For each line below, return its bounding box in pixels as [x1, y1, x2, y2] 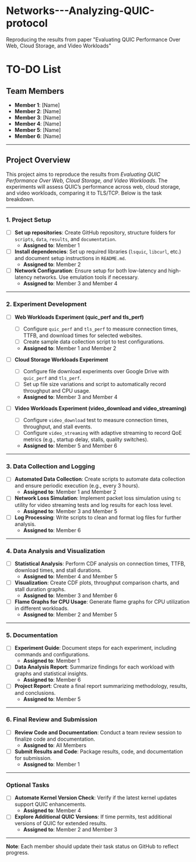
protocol [6, 16, 48, 30]
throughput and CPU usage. [23, 387, 90, 394]
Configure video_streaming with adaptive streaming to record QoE [23, 430, 182, 437]
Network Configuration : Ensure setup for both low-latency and [14, 267, 167, 274]
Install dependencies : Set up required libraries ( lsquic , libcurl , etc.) [14, 248, 181, 255]
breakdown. [6, 195, 35, 203]
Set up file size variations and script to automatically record [23, 380, 166, 387]
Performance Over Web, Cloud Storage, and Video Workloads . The [6, 177, 168, 184]
